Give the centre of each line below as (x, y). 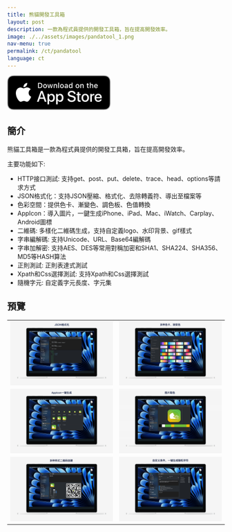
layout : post (26, 22)
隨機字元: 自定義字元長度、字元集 (64, 282)
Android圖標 (35, 222)
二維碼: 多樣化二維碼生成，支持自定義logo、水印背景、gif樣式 (104, 230)
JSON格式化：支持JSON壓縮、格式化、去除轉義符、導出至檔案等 (109, 196)
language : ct (26, 59)
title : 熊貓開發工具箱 (36, 15)
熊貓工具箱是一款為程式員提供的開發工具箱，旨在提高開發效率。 (98, 149)
